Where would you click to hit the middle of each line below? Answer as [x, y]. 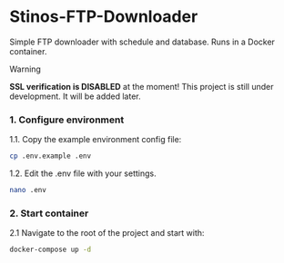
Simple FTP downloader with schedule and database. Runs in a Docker [142, 42]
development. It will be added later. [75, 96]
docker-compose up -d [51, 250]
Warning [25, 69]
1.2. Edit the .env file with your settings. [83, 173]
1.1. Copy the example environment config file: [96, 140]
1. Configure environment [67, 120]
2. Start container [49, 213]
